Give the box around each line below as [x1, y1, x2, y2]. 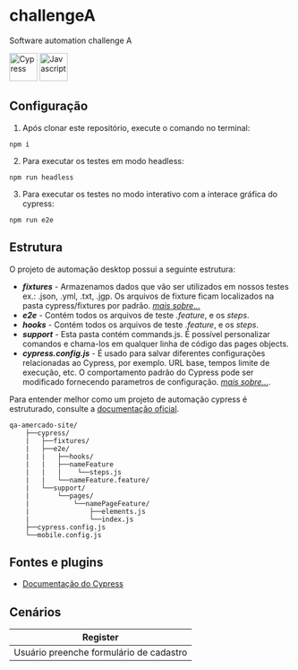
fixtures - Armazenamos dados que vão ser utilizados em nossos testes [21, 281, 289, 291]
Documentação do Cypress [21, 579, 123, 589]
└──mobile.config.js [25, 530, 102, 539]
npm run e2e [9, 215, 54, 224]
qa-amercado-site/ [9, 421, 78, 430]
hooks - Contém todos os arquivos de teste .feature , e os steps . [21, 319, 260, 330]
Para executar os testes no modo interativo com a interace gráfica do [21, 188, 278, 199]
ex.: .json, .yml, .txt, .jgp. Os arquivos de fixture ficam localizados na [21, 291, 275, 301]
